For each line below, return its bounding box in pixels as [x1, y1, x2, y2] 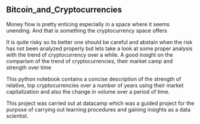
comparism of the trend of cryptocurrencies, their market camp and [6, 57, 173, 64]
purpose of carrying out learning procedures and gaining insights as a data [6, 106, 191, 113]
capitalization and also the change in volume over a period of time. [6, 88, 170, 95]
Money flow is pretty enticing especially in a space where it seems [6, 20, 170, 27]
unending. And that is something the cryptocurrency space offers [6, 27, 167, 34]
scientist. [6, 112, 29, 119]
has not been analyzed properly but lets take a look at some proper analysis [6, 45, 193, 52]
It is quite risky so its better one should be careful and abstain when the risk [6, 38, 193, 45]
